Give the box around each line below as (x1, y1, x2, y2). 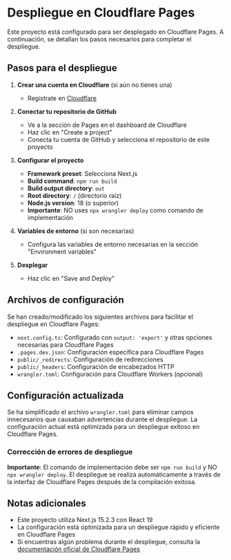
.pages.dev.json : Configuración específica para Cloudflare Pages (17, 348, 204, 356)
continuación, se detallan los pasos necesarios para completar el (7, 34, 192, 43)
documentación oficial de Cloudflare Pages (17, 545, 140, 553)
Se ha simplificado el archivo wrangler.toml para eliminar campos (7, 408, 194, 417)
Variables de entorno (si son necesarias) (17, 226, 134, 235)
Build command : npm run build (27, 177, 117, 185)
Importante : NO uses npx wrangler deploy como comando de (27, 206, 203, 214)
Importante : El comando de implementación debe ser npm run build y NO (7, 463, 217, 471)
